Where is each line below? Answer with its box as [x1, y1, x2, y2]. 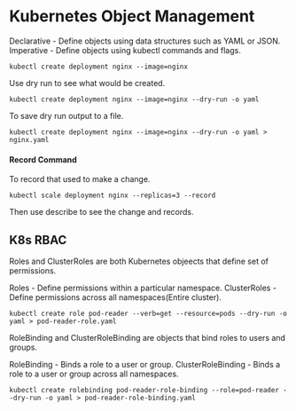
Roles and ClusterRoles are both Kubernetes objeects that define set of [9, 256, 269, 266]
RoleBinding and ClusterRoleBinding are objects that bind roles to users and [9, 332, 286, 343]
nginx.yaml [9, 135, 50, 144]
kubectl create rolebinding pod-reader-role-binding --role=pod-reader [9, 385, 279, 394]
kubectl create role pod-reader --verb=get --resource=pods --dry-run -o [9, 309, 288, 318]
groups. [9, 342, 38, 352]
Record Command [9, 154, 77, 165]
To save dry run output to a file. [9, 110, 124, 121]
